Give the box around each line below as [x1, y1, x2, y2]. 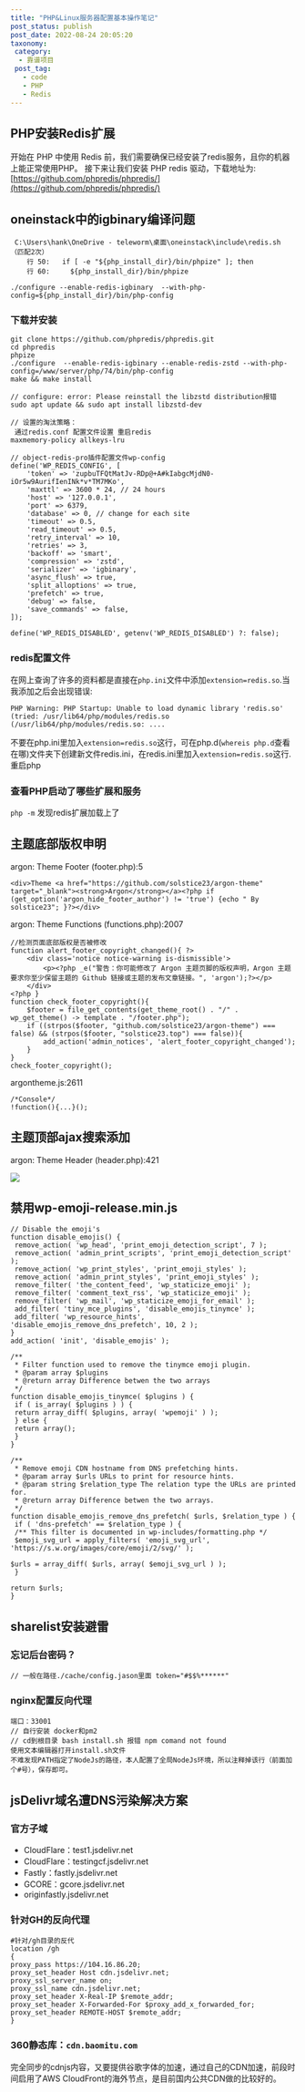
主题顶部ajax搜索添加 [10, 1129, 131, 1145]
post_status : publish [10, 22, 93, 31]
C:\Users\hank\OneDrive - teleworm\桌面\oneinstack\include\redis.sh [14, 238, 281, 247]
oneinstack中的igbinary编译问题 [10, 211, 196, 227]
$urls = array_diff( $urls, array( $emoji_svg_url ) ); [10, 1560, 227, 1569]
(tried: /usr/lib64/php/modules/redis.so [10, 712, 170, 721]
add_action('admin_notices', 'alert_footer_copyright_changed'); [43, 1036, 297, 1046]
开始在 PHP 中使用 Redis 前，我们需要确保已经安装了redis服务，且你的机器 [10, 151, 290, 162]
